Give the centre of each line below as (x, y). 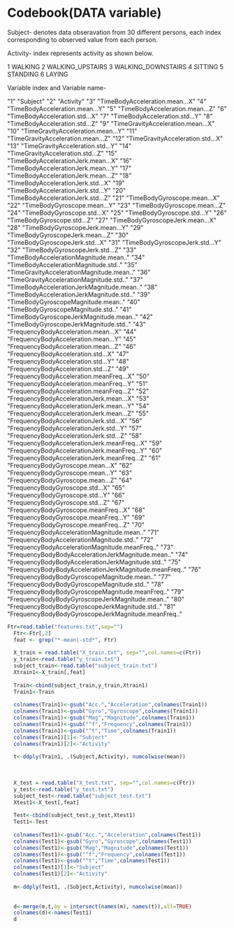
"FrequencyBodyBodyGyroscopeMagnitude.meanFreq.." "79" (96, 592)
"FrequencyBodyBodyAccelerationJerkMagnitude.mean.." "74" (98, 555)
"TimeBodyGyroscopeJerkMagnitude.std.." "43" (77, 324)
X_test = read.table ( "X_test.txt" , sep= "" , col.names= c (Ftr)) (104, 783)
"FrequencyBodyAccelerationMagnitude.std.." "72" (80, 539)
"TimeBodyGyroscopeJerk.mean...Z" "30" (68, 235)
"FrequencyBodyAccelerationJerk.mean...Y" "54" (78, 406)
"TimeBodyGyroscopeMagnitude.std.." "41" (70, 309)
